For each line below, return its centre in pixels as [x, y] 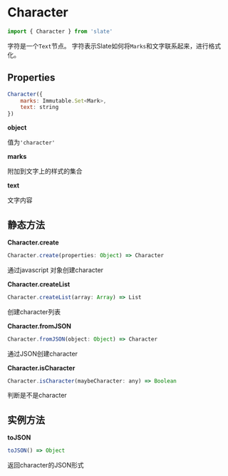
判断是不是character [37, 395]
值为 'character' [31, 143]
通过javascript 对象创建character [56, 270]
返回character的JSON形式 [46, 465]
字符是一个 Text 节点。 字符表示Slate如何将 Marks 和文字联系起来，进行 [108, 46]
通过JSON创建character [43, 353]
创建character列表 [34, 311]
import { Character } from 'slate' [60, 31]
